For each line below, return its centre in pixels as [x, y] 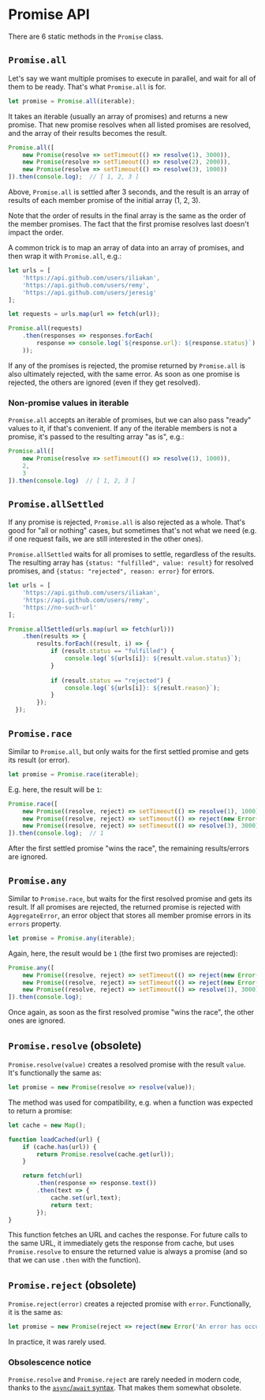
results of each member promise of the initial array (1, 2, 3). [105, 200]
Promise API [49, 15]
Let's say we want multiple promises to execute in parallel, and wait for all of [132, 78]
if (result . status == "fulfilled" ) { [112, 651]
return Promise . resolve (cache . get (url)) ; [106, 1154]
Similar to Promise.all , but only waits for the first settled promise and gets [129, 751]
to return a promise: [40, 1110]
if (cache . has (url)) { [60, 1147]
